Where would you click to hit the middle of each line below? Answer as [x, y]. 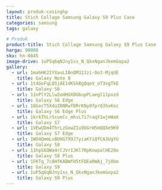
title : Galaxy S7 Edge [45, 134]
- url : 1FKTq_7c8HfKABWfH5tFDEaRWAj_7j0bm [65, 161]
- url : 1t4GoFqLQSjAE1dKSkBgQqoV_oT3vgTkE [65, 84]
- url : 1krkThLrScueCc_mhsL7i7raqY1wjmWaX [65, 117]
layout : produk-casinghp [37, 12]
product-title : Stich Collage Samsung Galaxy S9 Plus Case [81, 45]
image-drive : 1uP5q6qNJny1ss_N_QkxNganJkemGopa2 [68, 61]
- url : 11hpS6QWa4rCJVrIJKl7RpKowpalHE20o [65, 150]
